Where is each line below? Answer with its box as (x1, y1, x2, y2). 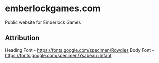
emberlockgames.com (5, 3, 101, 14)
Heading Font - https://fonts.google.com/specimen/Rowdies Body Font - (5, 47, 154, 53)
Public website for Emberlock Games (5, 19, 81, 25)
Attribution (5, 34, 40, 42)
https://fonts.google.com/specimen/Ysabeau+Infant (5, 52, 112, 58)
